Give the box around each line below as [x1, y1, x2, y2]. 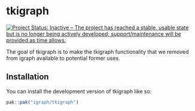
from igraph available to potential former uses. [6, 54, 121, 61]
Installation [6, 72, 49, 82]
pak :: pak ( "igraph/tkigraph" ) [6, 99, 79, 105]
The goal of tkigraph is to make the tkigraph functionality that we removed [6, 48, 189, 55]
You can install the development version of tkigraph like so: [6, 88, 152, 95]
